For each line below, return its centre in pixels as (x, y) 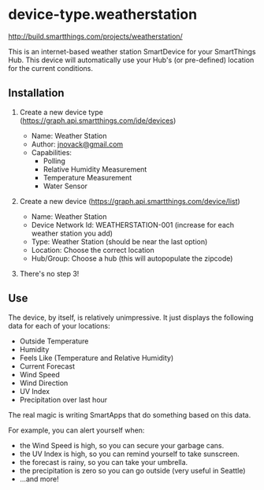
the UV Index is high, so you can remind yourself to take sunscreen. (130, 454)
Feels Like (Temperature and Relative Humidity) (97, 358)
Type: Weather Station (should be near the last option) (119, 241)
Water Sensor (65, 186)
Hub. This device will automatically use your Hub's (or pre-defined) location (131, 60)
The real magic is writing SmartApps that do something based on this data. (130, 414)
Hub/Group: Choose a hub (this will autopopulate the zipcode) (132, 258)
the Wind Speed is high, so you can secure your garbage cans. (122, 445)
